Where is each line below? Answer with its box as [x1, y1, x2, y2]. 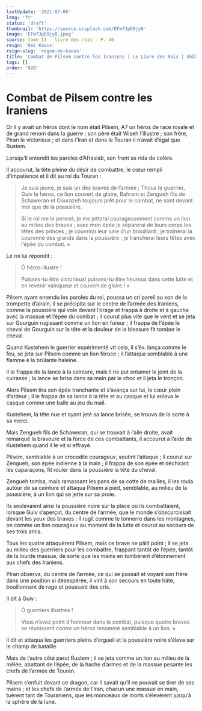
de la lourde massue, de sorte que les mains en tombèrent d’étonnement [6, 553, 186, 560]
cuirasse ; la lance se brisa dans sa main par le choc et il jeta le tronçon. [6, 375, 185, 382]
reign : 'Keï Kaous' [6, 43, 55, 49]
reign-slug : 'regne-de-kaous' [6, 48, 82, 54]
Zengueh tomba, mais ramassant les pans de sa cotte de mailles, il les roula [6, 478, 194, 485]
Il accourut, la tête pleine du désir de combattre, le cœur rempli [6, 166, 163, 174]
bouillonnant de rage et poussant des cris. [6, 583, 111, 590]
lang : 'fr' [6, 14, 34, 20]
